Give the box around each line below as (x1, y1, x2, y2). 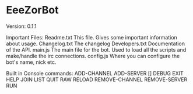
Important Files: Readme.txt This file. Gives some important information (6, 34, 178, 41)
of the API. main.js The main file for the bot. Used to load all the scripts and (6, 46, 187, 53)
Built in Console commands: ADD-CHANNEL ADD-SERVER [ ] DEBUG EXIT (6, 70, 184, 77)
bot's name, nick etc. (6, 59, 57, 66)
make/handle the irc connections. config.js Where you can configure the (6, 52, 180, 59)
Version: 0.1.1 (6, 23, 37, 30)
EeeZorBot (6, 3, 59, 17)
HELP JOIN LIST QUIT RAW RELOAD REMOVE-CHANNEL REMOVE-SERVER (6, 76, 188, 83)
